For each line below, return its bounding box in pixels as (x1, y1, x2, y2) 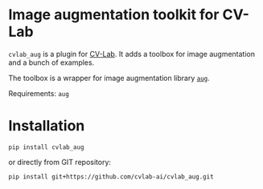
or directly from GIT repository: (8, 157, 111, 167)
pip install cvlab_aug (8, 143, 84, 151)
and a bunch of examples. (8, 58, 95, 67)
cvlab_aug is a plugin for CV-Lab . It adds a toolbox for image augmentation (8, 49, 256, 58)
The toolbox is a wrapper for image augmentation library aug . (8, 73, 211, 82)
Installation (8, 117, 85, 135)
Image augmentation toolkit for (8, 6, 220, 24)
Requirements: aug (8, 88, 70, 98)
